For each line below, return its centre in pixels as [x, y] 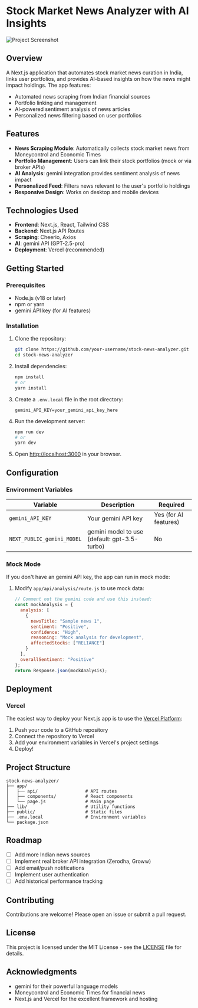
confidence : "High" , [56, 632]
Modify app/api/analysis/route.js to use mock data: [79, 588]
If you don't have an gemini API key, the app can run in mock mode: [88, 577]
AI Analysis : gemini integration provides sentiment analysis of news [97, 173]
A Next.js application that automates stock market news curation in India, [95, 73]
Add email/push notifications [49, 868]
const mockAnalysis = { [44, 605]
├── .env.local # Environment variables [76, 817]
